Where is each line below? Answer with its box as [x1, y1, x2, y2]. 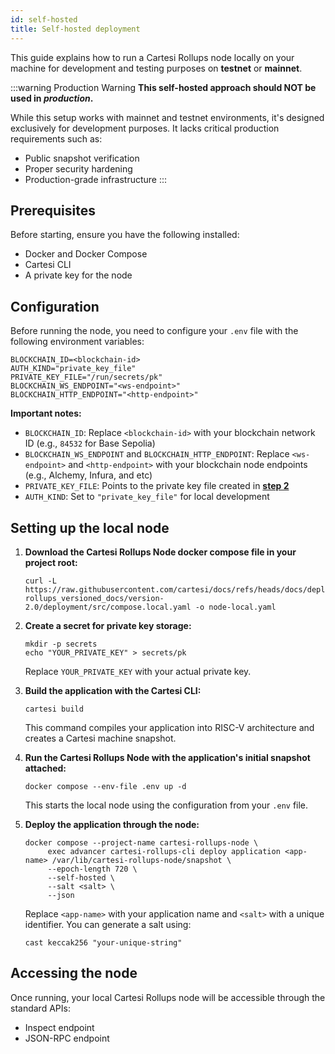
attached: [24, 762, 67, 774]
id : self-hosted [10, 14, 78, 25]
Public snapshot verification [24, 152, 140, 164]
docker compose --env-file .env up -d [24, 781, 187, 791]
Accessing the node [10, 965, 138, 982]
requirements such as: [10, 132, 103, 145]
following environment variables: [10, 336, 145, 348]
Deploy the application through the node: [24, 818, 200, 830]
